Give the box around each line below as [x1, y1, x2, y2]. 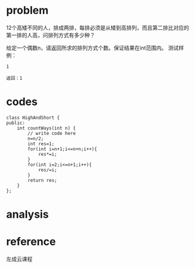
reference [6, 235, 56, 248]
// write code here [27, 130, 76, 136]
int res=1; [27, 141, 55, 147]
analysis [6, 208, 49, 221]
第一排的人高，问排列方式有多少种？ [6, 31, 95, 39]
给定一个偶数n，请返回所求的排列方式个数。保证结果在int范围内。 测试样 [6, 44, 184, 51]
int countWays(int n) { [17, 125, 76, 131]
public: [6, 120, 26, 126]
